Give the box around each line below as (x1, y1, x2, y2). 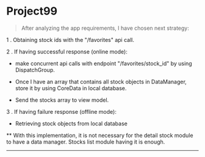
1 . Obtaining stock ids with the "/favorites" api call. (6, 36, 134, 43)
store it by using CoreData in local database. (15, 84, 127, 92)
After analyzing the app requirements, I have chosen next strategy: (21, 24, 189, 32)
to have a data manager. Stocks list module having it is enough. (6, 138, 165, 145)
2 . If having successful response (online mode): (6, 47, 128, 55)
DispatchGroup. (15, 66, 55, 74)
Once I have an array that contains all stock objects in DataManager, (15, 78, 187, 85)
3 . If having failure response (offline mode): (6, 108, 117, 115)
